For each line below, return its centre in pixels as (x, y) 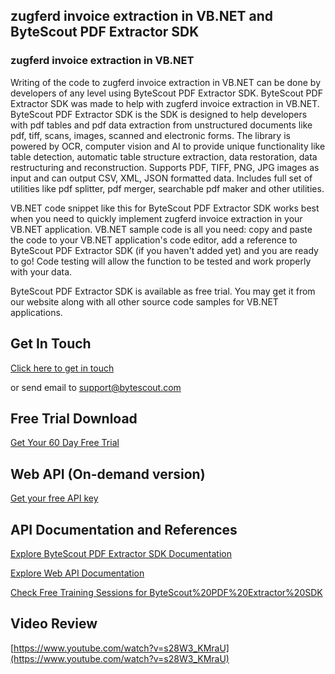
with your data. (41, 271)
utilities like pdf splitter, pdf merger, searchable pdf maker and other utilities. (167, 188)
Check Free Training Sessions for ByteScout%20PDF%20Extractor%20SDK (166, 592)
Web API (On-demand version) (108, 474)
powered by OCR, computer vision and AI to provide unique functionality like (168, 146)
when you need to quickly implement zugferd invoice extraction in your (156, 218)
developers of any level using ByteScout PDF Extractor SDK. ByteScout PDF (166, 93)
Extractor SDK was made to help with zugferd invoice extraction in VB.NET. (165, 103)
